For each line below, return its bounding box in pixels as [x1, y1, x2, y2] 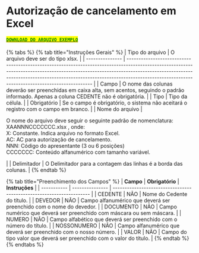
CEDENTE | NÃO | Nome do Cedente [97, 191, 188, 198]
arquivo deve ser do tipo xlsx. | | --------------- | [6, 55, 126, 62]
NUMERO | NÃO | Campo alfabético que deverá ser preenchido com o [6, 216, 178, 223]
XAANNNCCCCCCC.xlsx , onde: [6, 124, 85, 131]
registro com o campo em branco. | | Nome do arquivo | [6, 106, 143, 113]
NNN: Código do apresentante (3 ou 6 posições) [6, 143, 125, 150]
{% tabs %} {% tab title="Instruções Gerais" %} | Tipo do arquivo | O [6, 49, 175, 56]
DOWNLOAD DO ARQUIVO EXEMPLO [6, 37, 78, 43]
